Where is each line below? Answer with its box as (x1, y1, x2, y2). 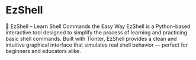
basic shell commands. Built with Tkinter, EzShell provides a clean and (5, 35, 177, 42)
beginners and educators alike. (5, 47, 81, 54)
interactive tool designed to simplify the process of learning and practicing (5, 29, 188, 36)
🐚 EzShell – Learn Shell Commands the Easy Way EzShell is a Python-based (5, 23, 191, 30)
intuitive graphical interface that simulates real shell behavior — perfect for (5, 41, 188, 48)
